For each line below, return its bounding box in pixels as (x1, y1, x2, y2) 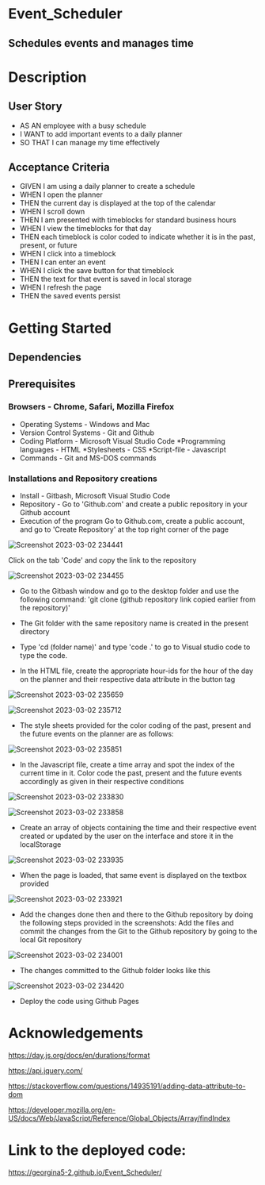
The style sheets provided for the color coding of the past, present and (19, 720, 252, 730)
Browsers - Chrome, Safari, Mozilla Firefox (8, 402, 175, 413)
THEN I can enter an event (19, 257, 106, 267)
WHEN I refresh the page (19, 283, 102, 292)
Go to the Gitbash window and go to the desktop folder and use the (19, 586, 240, 595)
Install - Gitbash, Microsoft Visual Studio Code (19, 491, 171, 500)
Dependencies (8, 350, 81, 364)
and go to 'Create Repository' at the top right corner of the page (19, 525, 229, 534)
